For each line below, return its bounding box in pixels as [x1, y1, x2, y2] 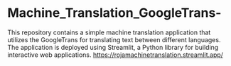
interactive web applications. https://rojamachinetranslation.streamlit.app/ [7, 51, 224, 59]
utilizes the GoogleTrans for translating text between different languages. [7, 35, 221, 44]
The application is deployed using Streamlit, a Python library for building [7, 43, 219, 51]
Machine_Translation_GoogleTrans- [7, 5, 222, 21]
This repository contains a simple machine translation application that [7, 28, 211, 37]
